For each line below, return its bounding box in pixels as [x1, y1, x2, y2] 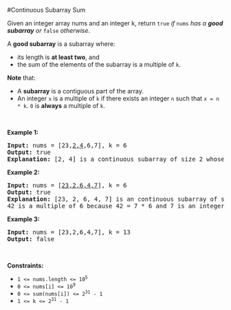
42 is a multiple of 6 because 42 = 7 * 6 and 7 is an [7, 202, 196, 210]
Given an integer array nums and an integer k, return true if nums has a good [7, 19, 223, 27]
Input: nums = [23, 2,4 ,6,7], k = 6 [7, 142, 127, 149]
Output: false [7, 235, 55, 243]
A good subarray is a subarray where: [7, 40, 115, 47]
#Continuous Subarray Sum [7, 6, 86, 14]
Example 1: [7, 129, 39, 136]
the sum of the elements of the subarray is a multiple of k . [16, 60, 181, 68]
